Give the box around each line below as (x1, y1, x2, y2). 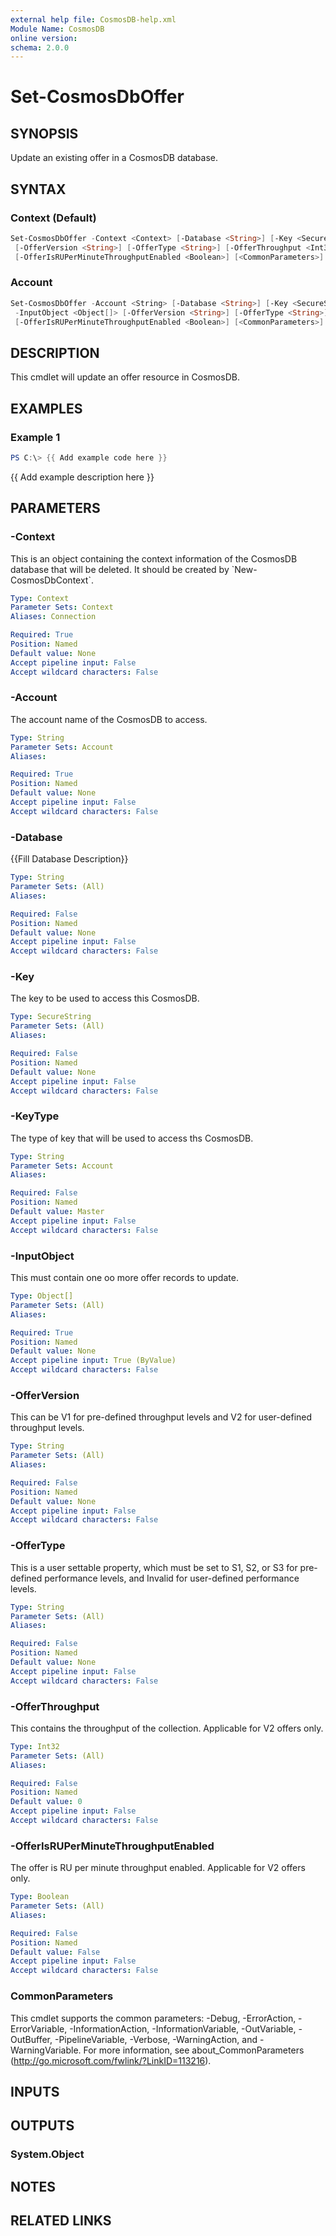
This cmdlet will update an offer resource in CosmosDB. (10, 371, 240, 383)
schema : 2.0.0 (10, 42, 70, 53)
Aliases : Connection (10, 612, 97, 622)
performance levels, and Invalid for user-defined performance (44, 1572, 300, 1584)
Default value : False (10, 1947, 101, 1957)
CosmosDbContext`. (10, 574, 94, 586)
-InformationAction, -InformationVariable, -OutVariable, (69, 2022, 297, 2035)
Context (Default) (10, 211, 97, 225)
